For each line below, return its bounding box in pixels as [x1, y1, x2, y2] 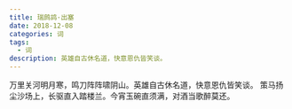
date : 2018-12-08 [9, 21, 74, 30]
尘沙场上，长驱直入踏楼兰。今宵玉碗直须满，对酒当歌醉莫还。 [9, 90, 235, 101]
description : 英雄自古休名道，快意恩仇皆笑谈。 [9, 54, 167, 63]
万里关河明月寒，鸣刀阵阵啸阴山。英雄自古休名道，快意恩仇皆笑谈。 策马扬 [9, 80, 284, 90]
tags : [9, 37, 29, 47]
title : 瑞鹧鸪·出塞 [9, 12, 75, 22]
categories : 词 [9, 29, 64, 38]
